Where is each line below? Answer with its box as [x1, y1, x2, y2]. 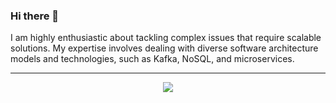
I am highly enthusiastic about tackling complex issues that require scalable [10, 32, 322, 44]
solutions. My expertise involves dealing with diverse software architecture [10, 42, 319, 54]
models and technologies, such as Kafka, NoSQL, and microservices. [10, 53, 295, 65]
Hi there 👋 [10, 9, 60, 23]
